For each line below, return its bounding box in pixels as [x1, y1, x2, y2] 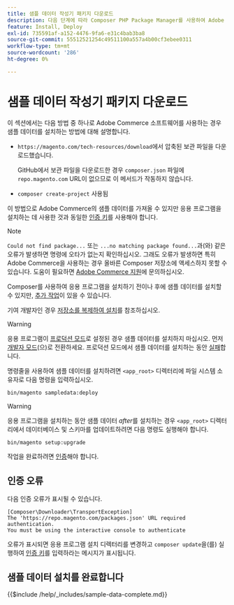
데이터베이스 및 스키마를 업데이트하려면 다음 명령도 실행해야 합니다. [25, 425, 209, 433]
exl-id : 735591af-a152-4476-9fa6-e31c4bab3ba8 [7, 29, 145, 37]
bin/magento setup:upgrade [7, 439, 86, 446]
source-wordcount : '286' [7, 50, 80, 57]
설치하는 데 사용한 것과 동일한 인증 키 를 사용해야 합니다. [7, 212, 159, 221]
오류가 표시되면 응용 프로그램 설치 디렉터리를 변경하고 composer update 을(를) [7, 540, 218, 548]
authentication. [7, 521, 54, 528]
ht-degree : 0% [7, 56, 49, 63]
